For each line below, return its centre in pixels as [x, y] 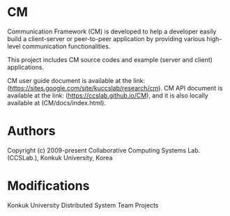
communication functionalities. [66, 46]
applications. [25, 67]
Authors [31, 131]
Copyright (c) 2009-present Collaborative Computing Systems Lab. [104, 150]
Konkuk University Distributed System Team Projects [83, 205]
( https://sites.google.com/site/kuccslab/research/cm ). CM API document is [115, 88]
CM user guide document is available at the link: [76, 80]
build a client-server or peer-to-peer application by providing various [106, 38]
